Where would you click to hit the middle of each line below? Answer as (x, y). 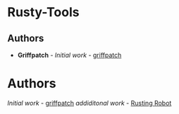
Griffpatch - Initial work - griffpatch (69, 55)
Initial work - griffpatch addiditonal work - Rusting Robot (89, 103)
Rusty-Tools (43, 12)
